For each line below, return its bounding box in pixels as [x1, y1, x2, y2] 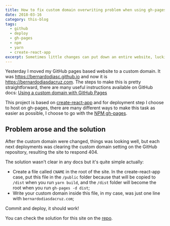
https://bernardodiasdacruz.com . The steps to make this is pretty [5, 79, 141, 85]
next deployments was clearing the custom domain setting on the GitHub [5, 144, 157, 150]
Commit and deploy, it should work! [5, 205, 79, 211]
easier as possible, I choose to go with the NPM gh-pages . [5, 110, 127, 116]
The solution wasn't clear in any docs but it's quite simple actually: [5, 159, 144, 165]
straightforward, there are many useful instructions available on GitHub [5, 84, 153, 91]
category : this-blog [5, 17, 49, 22]
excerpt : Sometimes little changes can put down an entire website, [5, 54, 153, 60]
